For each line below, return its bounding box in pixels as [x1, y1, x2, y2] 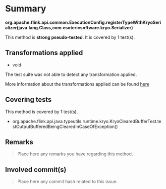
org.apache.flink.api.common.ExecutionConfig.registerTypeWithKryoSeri [5, 19, 162, 25]
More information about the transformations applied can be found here [5, 81, 150, 87]
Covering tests [5, 95, 52, 104]
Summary [5, 3, 46, 14]
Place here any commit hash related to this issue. [17, 179, 118, 185]
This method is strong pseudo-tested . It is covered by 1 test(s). [5, 34, 135, 40]
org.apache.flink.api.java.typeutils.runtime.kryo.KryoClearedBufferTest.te [12, 118, 162, 124]
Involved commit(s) [5, 165, 67, 174]
